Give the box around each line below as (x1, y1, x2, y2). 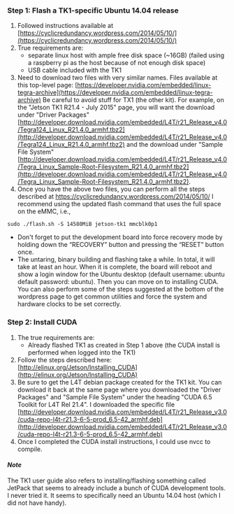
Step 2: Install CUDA (7, 317, 78, 327)
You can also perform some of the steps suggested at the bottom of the (17, 285, 224, 294)
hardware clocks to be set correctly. (17, 300, 122, 308)
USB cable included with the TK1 (27, 66, 122, 75)
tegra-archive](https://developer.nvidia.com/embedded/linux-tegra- (17, 88, 213, 97)
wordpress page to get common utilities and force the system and (17, 292, 207, 301)
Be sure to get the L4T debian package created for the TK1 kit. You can (17, 378, 222, 386)
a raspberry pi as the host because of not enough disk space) (27, 59, 206, 67)
